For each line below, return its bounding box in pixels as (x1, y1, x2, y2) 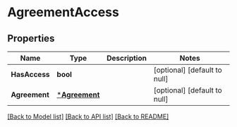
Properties (7, 32, 55, 44)
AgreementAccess (7, 4, 120, 20)
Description (107, 54, 147, 63)
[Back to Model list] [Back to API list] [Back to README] (7, 112, 169, 121)
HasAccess (11, 70, 51, 79)
